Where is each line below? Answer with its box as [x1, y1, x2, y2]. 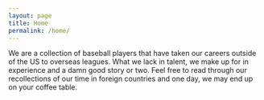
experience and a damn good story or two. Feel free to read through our [8, 66, 247, 75]
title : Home [8, 19, 48, 27]
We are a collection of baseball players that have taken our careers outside [8, 49, 257, 58]
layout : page [8, 11, 52, 20]
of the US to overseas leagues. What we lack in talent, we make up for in [8, 57, 250, 66]
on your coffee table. [8, 82, 78, 92]
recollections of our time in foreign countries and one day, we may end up [8, 74, 254, 84]
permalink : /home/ [8, 26, 70, 34]
